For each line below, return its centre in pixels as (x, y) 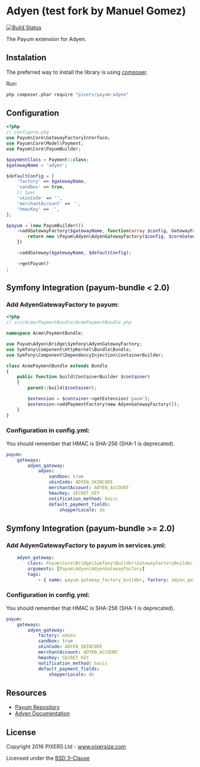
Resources (26, 693)
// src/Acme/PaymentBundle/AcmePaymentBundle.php (69, 323)
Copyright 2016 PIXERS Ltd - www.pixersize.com (66, 747)
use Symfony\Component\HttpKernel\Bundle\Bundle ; (69, 350)
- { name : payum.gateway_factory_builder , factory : (103, 580)
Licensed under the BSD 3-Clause (48, 758)
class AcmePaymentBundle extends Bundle (57, 366)
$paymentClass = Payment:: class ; (48, 160)
